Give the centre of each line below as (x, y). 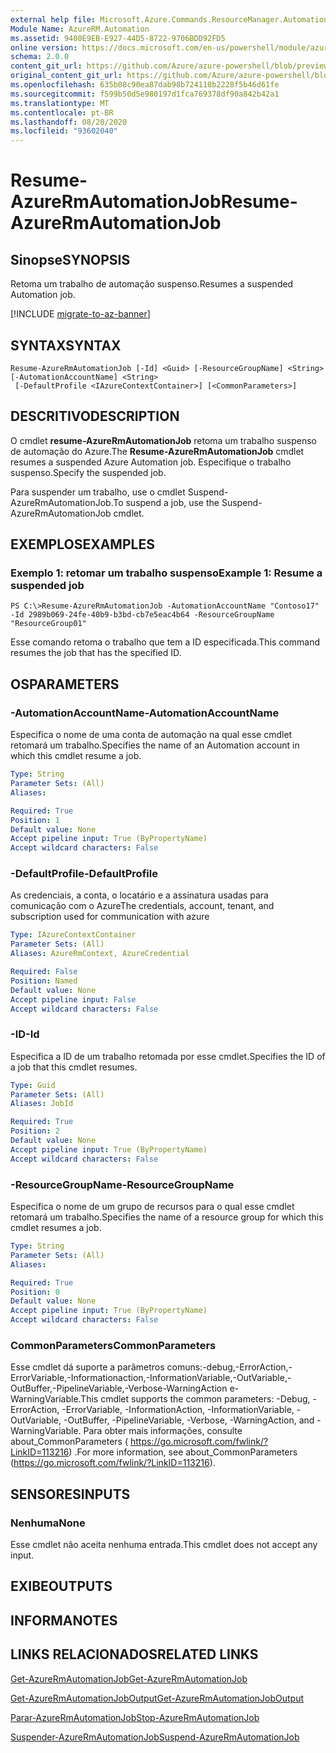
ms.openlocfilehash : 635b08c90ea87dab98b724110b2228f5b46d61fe (145, 85)
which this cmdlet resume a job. (76, 756)
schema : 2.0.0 (40, 57)
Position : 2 (35, 1131)
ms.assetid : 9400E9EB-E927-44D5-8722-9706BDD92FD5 (118, 38)
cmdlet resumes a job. (56, 1228)
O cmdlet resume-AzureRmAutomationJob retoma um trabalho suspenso (163, 440)
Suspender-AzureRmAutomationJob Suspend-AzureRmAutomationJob (155, 1737)
